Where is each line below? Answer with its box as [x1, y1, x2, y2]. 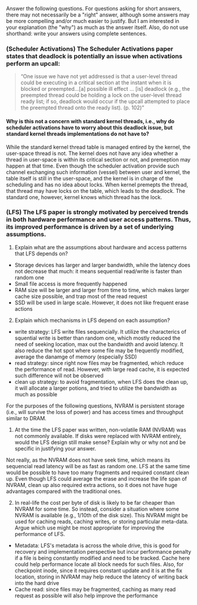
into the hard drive [14, 579, 60, 586]
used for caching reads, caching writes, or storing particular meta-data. [14, 518, 189, 525]
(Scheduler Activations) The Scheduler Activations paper [6, 44, 173, 52]
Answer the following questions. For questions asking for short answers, [6, 5, 181, 12]
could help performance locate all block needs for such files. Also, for [14, 560, 184, 568]
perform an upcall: [6, 59, 61, 67]
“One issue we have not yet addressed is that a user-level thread [20, 73, 178, 80]
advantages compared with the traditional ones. [6, 488, 122, 495]
